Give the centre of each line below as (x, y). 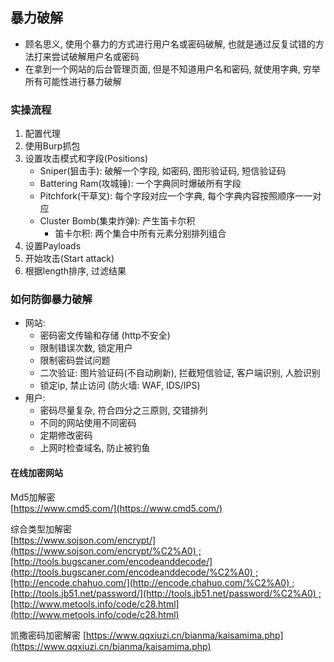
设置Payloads (53, 246)
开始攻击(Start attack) (69, 259)
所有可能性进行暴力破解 (73, 81)
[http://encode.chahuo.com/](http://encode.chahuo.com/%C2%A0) (150, 582)
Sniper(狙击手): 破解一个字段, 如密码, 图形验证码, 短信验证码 (163, 171)
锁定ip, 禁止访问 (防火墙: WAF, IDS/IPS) (120, 385)
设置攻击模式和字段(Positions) (86, 159)
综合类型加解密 (41, 529)
